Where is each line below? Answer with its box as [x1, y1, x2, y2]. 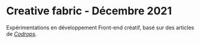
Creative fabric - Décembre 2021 [6, 4, 172, 18]
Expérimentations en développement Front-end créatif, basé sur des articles [6, 24, 195, 31]
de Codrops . [6, 30, 37, 37]
